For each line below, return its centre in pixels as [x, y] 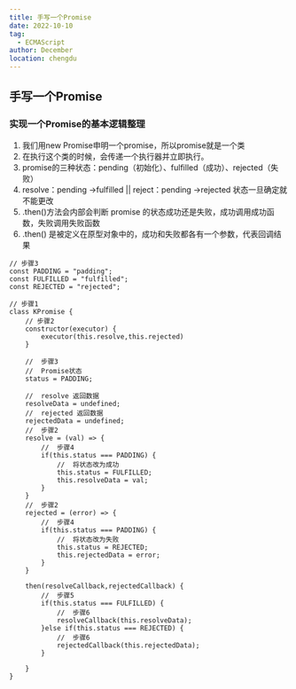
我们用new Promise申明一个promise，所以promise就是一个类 [133, 145]
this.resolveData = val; [102, 480]
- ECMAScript [41, 42]
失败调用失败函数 [69, 223]
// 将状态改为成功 [88, 465]
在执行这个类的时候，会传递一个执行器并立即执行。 [115, 156]
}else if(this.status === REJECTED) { [113, 628]
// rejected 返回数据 [64, 413]
